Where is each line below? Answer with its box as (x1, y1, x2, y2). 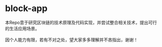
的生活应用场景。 (5, 25, 40, 31)
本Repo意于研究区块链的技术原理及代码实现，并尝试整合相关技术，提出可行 (5, 19, 157, 25)
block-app (5, 3, 48, 14)
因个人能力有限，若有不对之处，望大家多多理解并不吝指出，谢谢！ (5, 37, 138, 43)
